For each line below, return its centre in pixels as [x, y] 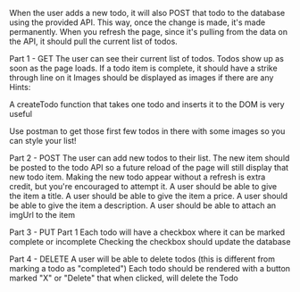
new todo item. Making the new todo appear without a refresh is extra [137, 177]
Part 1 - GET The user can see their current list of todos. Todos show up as [146, 58]
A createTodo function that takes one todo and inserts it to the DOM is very [147, 104]
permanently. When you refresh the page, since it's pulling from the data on [149, 32]
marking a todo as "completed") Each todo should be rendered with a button [150, 268]
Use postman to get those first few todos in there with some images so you [147, 131]
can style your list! [43, 141]
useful [21, 114]
